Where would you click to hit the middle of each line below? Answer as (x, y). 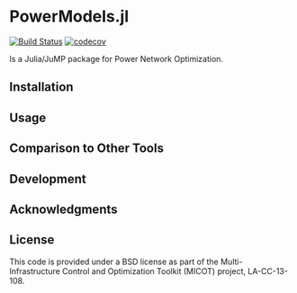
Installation (41, 87)
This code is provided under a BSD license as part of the (114, 262)
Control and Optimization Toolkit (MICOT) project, (153, 271)
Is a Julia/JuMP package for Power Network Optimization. (116, 58)
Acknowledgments (64, 209)
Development (48, 178)
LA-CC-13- (267, 271)
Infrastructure (35, 271)
